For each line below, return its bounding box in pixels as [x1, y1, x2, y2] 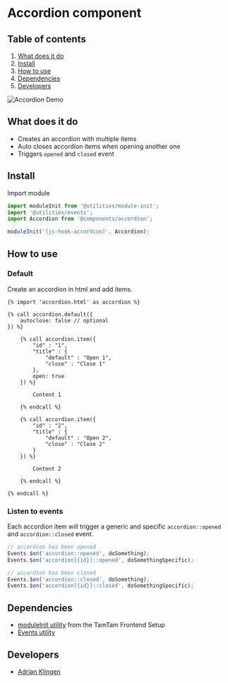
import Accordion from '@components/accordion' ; [7, 215, 153, 223]
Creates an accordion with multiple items [17, 134, 137, 143]
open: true [32, 373, 65, 380]
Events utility [17, 628, 55, 636]
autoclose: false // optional [20, 317, 109, 324]
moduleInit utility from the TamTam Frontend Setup [17, 621, 166, 629]
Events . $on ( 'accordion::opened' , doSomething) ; [7, 550, 150, 557]
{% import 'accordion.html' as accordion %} [7, 298, 140, 306]
